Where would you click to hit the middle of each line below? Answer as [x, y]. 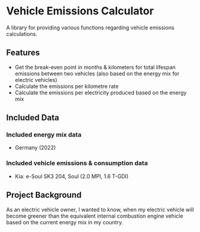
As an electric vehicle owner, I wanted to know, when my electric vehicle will [100, 209]
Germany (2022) [35, 148]
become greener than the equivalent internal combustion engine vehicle [95, 216]
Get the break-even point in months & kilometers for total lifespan [95, 67]
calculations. [22, 33]
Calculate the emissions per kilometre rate [67, 86]
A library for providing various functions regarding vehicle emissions [90, 28]
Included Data [33, 118]
